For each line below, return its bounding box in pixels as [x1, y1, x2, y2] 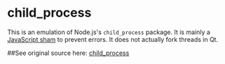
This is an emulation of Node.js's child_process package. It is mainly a [7, 28, 210, 36]
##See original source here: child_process [7, 49, 130, 57]
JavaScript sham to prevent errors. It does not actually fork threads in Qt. [7, 35, 219, 43]
